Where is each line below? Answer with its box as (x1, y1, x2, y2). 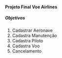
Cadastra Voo (12, 43, 40, 49)
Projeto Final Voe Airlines (5, 4, 58, 10)
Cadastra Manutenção (12, 32, 57, 39)
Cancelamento (12, 48, 42, 54)
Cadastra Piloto (12, 38, 43, 43)
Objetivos (5, 15, 25, 21)
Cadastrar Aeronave (12, 27, 53, 33)
